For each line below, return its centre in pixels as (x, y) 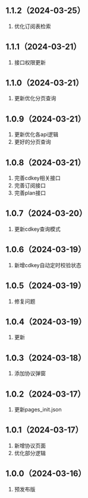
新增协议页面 (30, 446)
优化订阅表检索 (32, 26)
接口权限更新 (30, 62)
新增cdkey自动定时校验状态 (48, 265)
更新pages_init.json (38, 409)
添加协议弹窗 (30, 373)
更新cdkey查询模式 (37, 229)
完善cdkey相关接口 (37, 178)
